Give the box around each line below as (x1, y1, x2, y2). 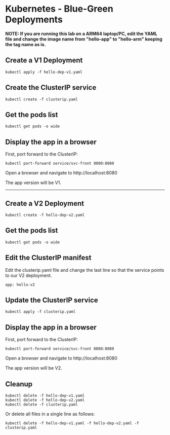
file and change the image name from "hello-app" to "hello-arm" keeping (5, 36, 163, 42)
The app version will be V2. (5, 365, 62, 371)
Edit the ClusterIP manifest (5, 253, 92, 262)
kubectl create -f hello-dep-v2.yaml (5, 212, 85, 217)
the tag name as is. (5, 41, 46, 47)
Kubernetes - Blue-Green (5, 3, 114, 15)
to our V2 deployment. (5, 272, 52, 278)
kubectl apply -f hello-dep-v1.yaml (5, 69, 82, 75)
